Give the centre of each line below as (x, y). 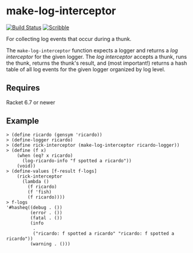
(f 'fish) (40, 192)
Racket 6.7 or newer (31, 102)
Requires (23, 88)
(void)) (26, 166)
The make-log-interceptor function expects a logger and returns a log (92, 50)
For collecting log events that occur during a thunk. (69, 39)
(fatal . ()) (46, 218)
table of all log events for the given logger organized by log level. (86, 69)
